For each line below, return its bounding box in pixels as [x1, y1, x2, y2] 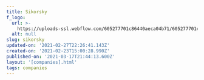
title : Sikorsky [6, 8, 47, 15]
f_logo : [6, 14, 26, 20]
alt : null [12, 31, 36, 37]
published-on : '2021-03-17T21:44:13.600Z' [6, 54, 115, 60]
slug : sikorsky [6, 37, 45, 43]
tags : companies [6, 64, 47, 71]
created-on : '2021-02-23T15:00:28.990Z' [6, 48, 110, 54]
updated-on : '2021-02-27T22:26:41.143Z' [6, 43, 110, 49]
